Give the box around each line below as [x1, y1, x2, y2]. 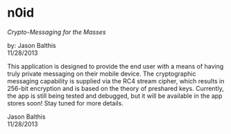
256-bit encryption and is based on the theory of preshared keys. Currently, [7, 84, 224, 92]
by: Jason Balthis [7, 41, 57, 49]
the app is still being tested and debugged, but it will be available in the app [7, 92, 223, 100]
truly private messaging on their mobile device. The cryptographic [7, 69, 196, 78]
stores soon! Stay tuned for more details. [7, 99, 123, 107]
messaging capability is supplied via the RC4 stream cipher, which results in [7, 76, 225, 85]
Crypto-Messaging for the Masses [7, 28, 106, 36]
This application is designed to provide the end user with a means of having [7, 62, 224, 70]
